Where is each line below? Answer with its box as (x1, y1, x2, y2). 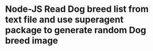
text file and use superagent (5, 14, 124, 25)
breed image (5, 35, 58, 47)
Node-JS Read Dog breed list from (5, 3, 149, 15)
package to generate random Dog (5, 25, 147, 36)
